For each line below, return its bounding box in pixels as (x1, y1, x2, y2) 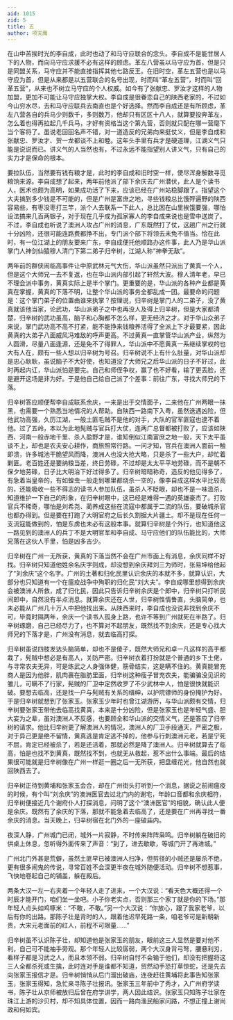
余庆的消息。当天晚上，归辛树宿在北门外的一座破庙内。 (7, 816, 165, 825)
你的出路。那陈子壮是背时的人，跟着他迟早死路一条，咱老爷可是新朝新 (19, 912, 220, 921)
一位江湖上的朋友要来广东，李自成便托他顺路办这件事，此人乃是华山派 (25, 238, 226, 247)
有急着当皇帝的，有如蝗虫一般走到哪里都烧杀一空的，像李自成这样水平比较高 (7, 476, 226, 485)
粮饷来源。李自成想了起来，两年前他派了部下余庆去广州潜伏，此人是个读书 (7, 177, 220, 186)
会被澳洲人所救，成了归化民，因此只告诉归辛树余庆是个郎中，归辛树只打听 (7, 587, 220, 595)
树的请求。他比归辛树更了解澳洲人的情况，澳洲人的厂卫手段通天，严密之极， (7, 723, 226, 731)
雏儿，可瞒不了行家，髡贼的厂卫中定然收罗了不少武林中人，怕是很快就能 (7, 679, 214, 688)
